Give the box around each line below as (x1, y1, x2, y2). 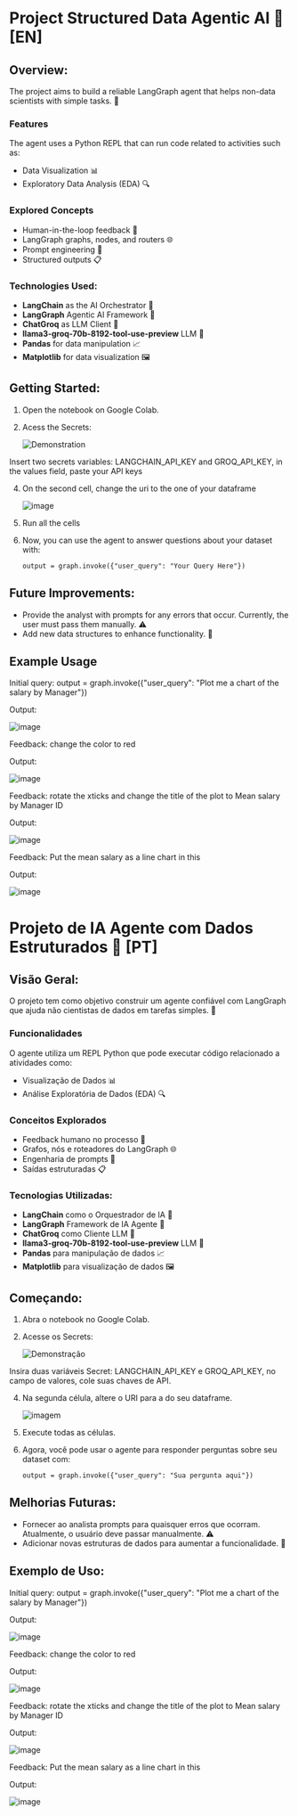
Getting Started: (9, 380, 101, 396)
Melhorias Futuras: (9, 1495, 117, 1510)
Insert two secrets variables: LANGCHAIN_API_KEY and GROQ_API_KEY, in (9, 456, 283, 467)
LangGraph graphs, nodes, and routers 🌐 (21, 233, 173, 244)
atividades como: (9, 1057, 73, 1068)
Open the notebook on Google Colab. (21, 405, 160, 415)
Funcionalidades (9, 1027, 83, 1040)
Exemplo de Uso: (9, 1564, 105, 1579)
